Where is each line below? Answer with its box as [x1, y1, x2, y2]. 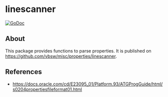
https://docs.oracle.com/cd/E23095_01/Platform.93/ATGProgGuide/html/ [12, 81, 163, 87]
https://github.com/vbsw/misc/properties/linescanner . [5, 53, 117, 59]
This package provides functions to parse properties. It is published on [5, 47, 151, 53]
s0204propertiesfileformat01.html [12, 86, 82, 92]
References [5, 67, 42, 76]
